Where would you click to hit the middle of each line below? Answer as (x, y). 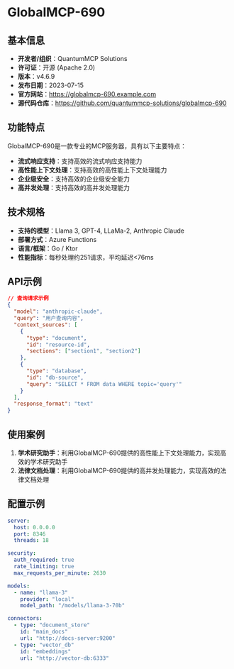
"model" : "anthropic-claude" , (58, 312)
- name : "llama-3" (41, 592)
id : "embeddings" (46, 651)
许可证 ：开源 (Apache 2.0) (56, 67)
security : (22, 553)
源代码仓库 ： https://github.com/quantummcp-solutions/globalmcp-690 (122, 103)
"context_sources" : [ (46, 325)
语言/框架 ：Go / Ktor (48, 248)
